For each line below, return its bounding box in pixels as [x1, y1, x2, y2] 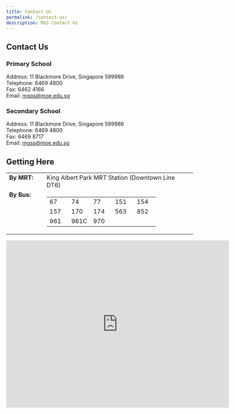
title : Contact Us [6, 8, 52, 15]
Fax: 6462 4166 [6, 86, 45, 93]
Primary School [6, 59, 52, 68]
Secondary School [6, 106, 61, 115]
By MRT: [9, 174, 34, 182]
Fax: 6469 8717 [6, 133, 44, 140]
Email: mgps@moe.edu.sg [6, 92, 70, 99]
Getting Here [6, 156, 55, 167]
